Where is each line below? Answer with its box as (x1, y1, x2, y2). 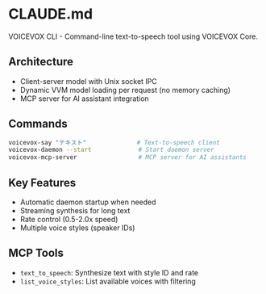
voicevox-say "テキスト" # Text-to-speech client (8, 138, 220, 146)
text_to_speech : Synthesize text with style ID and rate (19, 267, 199, 277)
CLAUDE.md (8, 5, 94, 23)
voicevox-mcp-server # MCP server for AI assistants (8, 153, 247, 162)
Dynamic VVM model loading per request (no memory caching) (19, 85, 231, 94)
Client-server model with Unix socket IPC (19, 76, 157, 86)
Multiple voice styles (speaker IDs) (19, 223, 135, 233)
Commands (8, 117, 69, 131)
